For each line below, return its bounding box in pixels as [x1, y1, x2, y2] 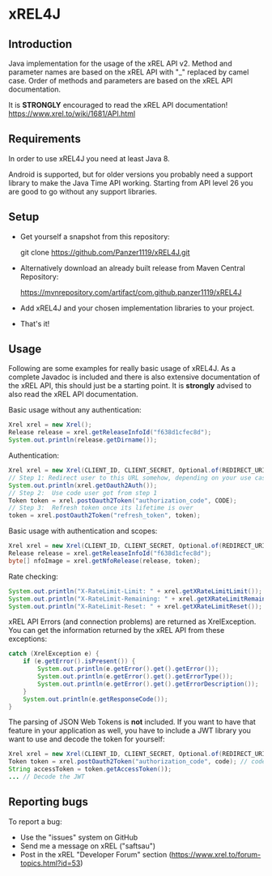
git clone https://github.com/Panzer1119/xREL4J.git [19, 247, 190, 257]
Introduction [8, 37, 73, 51]
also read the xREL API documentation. [8, 390, 138, 400]
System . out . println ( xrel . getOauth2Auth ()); [8, 481, 158, 489]
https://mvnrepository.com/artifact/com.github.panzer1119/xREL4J [19, 287, 242, 297]
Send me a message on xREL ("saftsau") [19, 840, 156, 851]
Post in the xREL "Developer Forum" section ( [19, 849, 172, 859]
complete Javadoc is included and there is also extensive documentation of [8, 372, 261, 382]
